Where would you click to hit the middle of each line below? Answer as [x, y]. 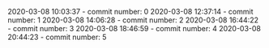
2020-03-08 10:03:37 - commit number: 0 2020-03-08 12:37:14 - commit [130, 12]
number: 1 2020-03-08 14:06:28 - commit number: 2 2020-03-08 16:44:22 [133, 20]
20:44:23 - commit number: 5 [57, 37]
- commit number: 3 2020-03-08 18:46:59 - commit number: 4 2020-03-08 [134, 28]
